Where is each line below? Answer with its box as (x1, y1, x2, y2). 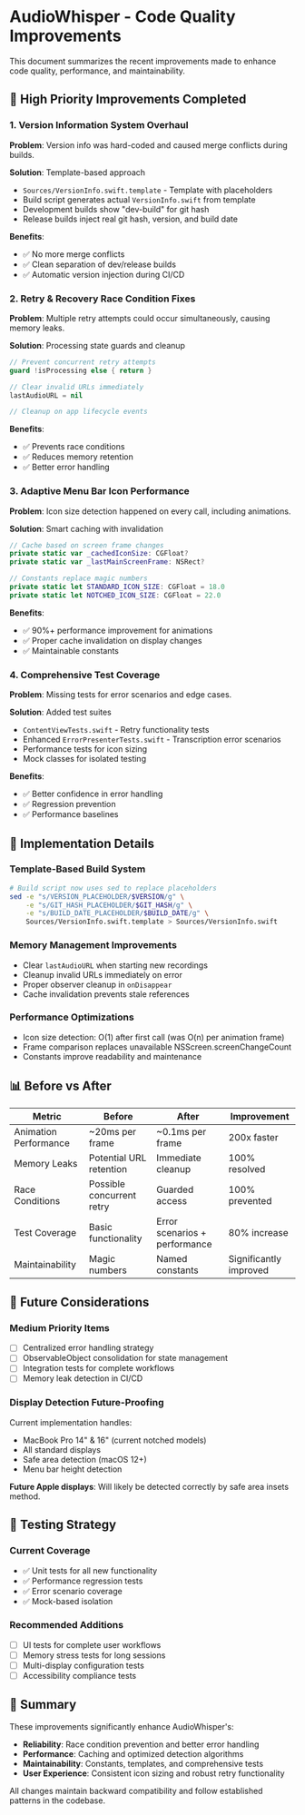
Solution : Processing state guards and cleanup (9, 340, 186, 350)
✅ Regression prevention (22, 799, 116, 810)
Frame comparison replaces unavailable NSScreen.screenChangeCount (22, 1041, 292, 1052)
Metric (32, 1110, 62, 1122)
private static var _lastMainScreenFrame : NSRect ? (9, 557, 205, 567)
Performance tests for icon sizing (22, 744, 148, 755)
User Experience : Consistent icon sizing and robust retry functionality (22, 1768, 285, 1779)
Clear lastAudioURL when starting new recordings (22, 960, 209, 971)
